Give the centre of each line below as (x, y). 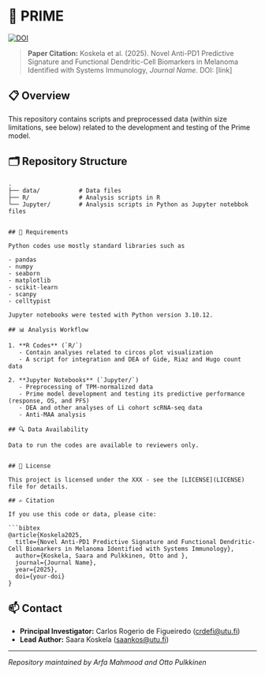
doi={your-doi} (40, 576)
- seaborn (24, 273)
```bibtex (24, 528)
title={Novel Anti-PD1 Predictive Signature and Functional (116, 542)
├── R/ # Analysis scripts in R (84, 197)
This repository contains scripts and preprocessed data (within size (118, 118)
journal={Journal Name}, (56, 562)
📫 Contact (35, 608)
